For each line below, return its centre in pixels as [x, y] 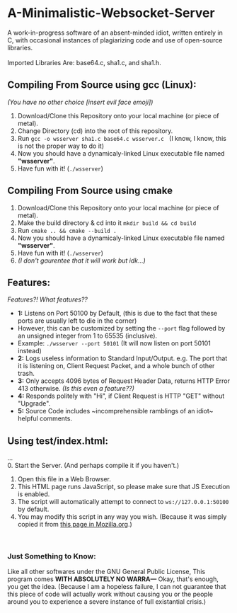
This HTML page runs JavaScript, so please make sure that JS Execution [124, 487]
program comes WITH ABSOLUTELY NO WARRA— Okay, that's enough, [113, 579]
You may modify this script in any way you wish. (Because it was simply [122, 517]
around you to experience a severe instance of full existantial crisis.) [107, 602]
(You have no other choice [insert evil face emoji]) [80, 102]
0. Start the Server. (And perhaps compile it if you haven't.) [93, 466]
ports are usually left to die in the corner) [77, 321]
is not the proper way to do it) [61, 146]
